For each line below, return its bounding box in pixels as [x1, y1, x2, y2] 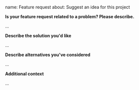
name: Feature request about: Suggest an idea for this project [5, 4, 130, 10]
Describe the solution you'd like [5, 33, 71, 38]
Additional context [5, 71, 44, 77]
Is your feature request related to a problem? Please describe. [5, 14, 135, 19]
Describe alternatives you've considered [5, 52, 91, 58]
